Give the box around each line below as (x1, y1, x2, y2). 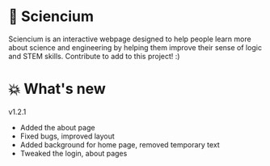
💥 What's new (8, 80, 107, 98)
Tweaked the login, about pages (19, 148, 128, 158)
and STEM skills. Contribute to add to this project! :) (8, 51, 180, 61)
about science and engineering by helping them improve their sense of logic (8, 42, 263, 52)
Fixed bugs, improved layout (19, 131, 115, 141)
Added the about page (19, 122, 95, 132)
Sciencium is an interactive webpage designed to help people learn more (8, 34, 252, 44)
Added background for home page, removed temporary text (19, 139, 220, 149)
